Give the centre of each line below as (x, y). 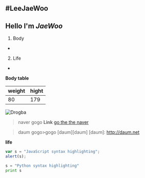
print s (14, 170)
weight (17, 91)
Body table (17, 78)
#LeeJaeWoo (27, 8)
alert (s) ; (16, 156)
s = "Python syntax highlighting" (42, 166)
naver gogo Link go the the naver (53, 122)
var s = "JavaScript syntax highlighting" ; (53, 152)
